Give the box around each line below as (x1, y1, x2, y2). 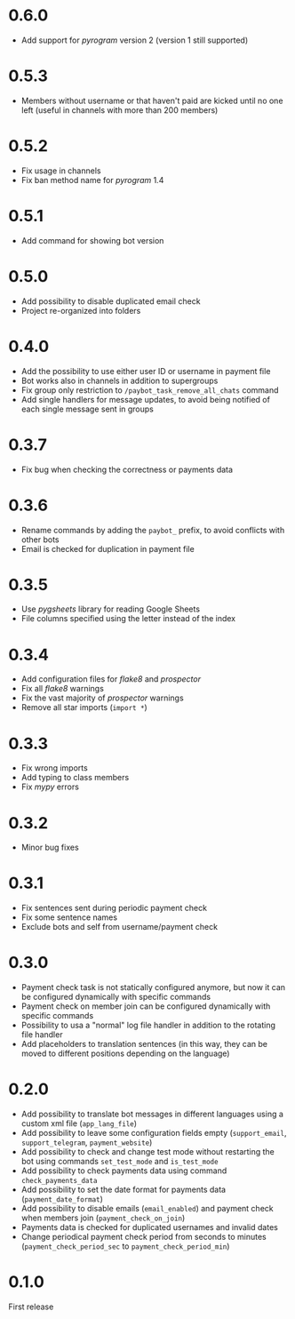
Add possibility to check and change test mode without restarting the (20, 1147, 275, 1157)
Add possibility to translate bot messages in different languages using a (20, 1108, 283, 1120)
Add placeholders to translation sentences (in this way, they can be (20, 1039, 268, 1050)
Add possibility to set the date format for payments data (20, 1184, 227, 1195)
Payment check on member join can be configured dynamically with (20, 1001, 271, 1011)
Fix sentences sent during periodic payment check (20, 903, 208, 914)
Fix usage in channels (20, 165, 101, 176)
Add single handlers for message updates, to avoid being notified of (20, 394, 270, 404)
